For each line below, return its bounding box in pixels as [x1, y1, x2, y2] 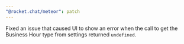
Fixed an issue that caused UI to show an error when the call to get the [5, 25, 178, 32]
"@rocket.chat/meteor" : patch [5, 8, 80, 15]
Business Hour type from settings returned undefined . [5, 31, 137, 38]
